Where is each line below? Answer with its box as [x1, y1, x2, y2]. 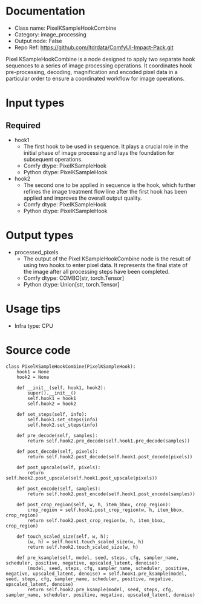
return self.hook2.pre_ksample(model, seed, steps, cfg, [27, 586, 174, 592]
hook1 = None [16, 368, 50, 375]
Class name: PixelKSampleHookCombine [14, 24, 117, 32]
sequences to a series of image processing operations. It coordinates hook [5, 62, 192, 69]
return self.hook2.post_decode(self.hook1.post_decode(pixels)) [27, 453, 193, 460]
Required [5, 120, 41, 131]
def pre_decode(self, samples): [16, 432, 98, 438]
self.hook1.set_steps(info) [27, 416, 98, 422]
